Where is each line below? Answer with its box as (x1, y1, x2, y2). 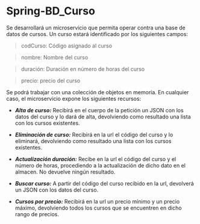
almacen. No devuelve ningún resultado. (14, 168, 116, 175)
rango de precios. (14, 210, 59, 217)
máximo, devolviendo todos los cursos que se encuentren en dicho (14, 204, 182, 211)
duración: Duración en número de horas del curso (20, 65, 145, 73)
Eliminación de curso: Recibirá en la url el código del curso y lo (14, 131, 173, 138)
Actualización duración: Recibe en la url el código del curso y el (14, 155, 177, 163)
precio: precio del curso (20, 77, 81, 84)
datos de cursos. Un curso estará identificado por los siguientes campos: (6, 30, 189, 37)
